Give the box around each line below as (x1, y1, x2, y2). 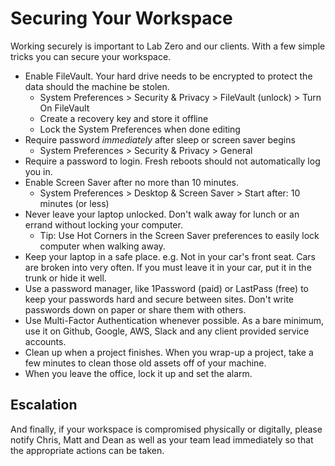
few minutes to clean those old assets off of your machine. (24, 357, 267, 369)
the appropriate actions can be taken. (10, 444, 165, 456)
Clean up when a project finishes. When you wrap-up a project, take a (24, 346, 314, 358)
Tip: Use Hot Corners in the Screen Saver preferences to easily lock (39, 229, 320, 241)
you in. (24, 165, 53, 177)
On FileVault (39, 102, 90, 114)
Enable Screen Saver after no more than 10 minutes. (24, 176, 239, 188)
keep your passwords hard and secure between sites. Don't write (24, 293, 295, 305)
